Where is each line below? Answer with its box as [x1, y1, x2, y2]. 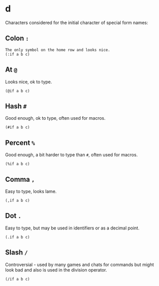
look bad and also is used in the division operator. [5, 266, 107, 273]
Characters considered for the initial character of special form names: [5, 20, 149, 26]
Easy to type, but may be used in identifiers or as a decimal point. [5, 225, 140, 231]
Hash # [5, 102, 27, 110]
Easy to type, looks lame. [5, 188, 57, 194]
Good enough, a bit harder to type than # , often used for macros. [5, 152, 138, 158]
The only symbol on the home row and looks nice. [5, 47, 111, 53]
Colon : [5, 34, 29, 43]
